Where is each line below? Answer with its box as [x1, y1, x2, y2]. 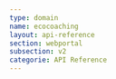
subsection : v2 [9, 47, 67, 56]
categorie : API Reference [9, 55, 107, 64]
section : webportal [9, 38, 83, 48]
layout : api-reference [9, 30, 95, 39]
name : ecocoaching [9, 22, 79, 31]
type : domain [9, 13, 59, 23]
